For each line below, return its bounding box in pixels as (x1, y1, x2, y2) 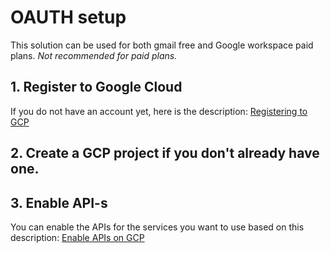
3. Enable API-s (10, 194, 108, 211)
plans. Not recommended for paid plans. (10, 49, 178, 61)
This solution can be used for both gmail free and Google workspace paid (10, 39, 314, 51)
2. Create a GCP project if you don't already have (10, 145, 320, 162)
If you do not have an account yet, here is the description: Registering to (10, 105, 308, 117)
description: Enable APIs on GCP (10, 231, 145, 243)
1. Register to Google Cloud (10, 79, 183, 96)
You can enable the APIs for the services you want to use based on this (10, 221, 305, 233)
